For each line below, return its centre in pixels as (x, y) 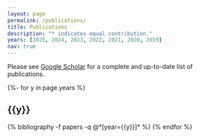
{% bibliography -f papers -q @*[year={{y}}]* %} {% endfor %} (100, 127)
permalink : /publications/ (47, 20)
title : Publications (38, 27)
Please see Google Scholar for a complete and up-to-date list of (100, 67)
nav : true (22, 46)
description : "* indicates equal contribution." (80, 33)
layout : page (26, 14)
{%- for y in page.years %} (46, 88)
